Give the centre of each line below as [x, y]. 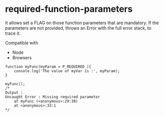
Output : [14, 92]
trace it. [13, 33]
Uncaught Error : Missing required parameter [52, 97]
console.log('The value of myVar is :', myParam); [67, 71]
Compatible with [22, 42]
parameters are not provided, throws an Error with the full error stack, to [78, 28]
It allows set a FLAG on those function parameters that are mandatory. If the [82, 23]
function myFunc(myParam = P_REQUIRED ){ [48, 67]
